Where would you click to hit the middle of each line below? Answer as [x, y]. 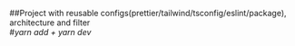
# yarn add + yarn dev [50, 32]
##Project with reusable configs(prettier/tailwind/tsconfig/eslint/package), [148, 13]
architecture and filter [50, 23]
